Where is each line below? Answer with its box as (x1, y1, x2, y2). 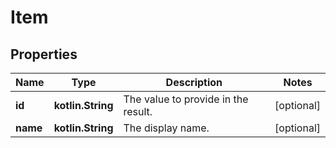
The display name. (123, 121, 210, 135)
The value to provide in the (123, 92, 249, 106)
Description (165, 76, 223, 89)
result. (123, 105, 153, 118)
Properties (10, 46, 78, 63)
